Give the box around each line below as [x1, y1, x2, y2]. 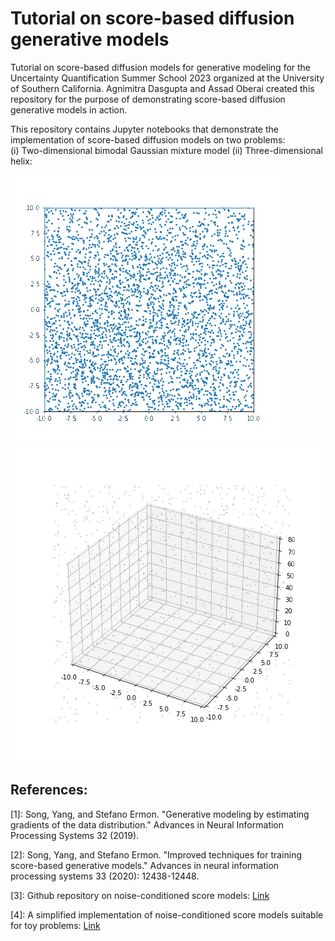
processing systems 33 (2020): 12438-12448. [10, 870, 200, 882]
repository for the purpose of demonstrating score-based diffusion [10, 93, 286, 105]
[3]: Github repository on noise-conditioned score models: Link [10, 889, 270, 901]
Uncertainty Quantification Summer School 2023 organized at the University [10, 72, 325, 84]
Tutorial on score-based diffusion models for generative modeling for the [10, 61, 312, 73]
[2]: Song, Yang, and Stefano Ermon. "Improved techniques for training [10, 848, 303, 861]
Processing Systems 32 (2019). [10, 829, 140, 841]
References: [10, 782, 88, 799]
